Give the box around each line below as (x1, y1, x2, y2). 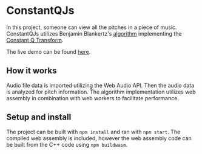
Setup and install (6, 112, 72, 123)
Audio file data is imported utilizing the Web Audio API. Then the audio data (6, 82, 195, 89)
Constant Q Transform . (6, 36, 64, 43)
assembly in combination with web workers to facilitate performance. (6, 94, 179, 101)
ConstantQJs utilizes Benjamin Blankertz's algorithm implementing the (6, 30, 182, 37)
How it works (6, 66, 57, 76)
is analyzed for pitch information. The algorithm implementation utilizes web (6, 88, 196, 95)
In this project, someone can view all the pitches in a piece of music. (6, 24, 177, 31)
